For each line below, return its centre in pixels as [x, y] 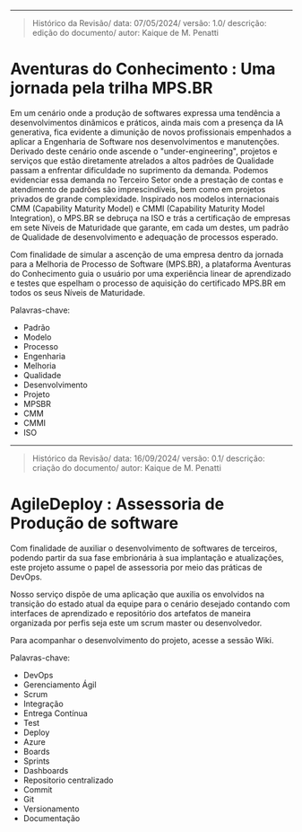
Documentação [52, 818]
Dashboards [46, 770]
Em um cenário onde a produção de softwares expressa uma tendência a [145, 112]
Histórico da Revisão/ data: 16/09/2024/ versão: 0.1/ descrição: [148, 458]
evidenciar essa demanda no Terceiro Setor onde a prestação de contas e [147, 180]
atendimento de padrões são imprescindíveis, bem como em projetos [138, 189]
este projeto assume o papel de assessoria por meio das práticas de [136, 567]
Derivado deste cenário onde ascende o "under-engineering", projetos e [144, 151]
